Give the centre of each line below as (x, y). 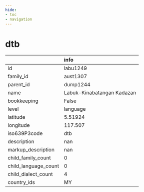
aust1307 (75, 77)
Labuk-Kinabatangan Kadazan (100, 93)
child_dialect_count (30, 174)
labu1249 (75, 68)
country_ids (21, 182)
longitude (19, 125)
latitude (16, 117)
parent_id (19, 85)
